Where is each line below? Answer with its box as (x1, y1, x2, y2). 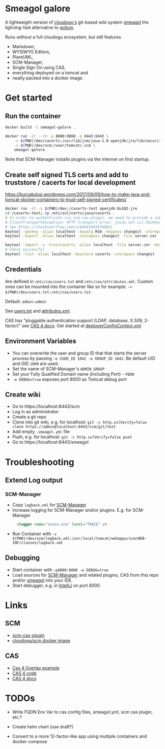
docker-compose (12, 738, 48, 744)
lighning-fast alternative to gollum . (5, 24, 75, 30)
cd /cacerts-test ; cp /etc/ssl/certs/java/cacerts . (5, 211, 115, 216)
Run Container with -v (12, 531, 57, 537)
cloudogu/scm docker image (12, 637, 70, 643)
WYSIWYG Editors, (12, 49, 51, 55)
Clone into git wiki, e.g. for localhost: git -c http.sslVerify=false (12, 419, 147, 425)
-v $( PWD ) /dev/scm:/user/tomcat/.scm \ (14, 143, 96, 148)
